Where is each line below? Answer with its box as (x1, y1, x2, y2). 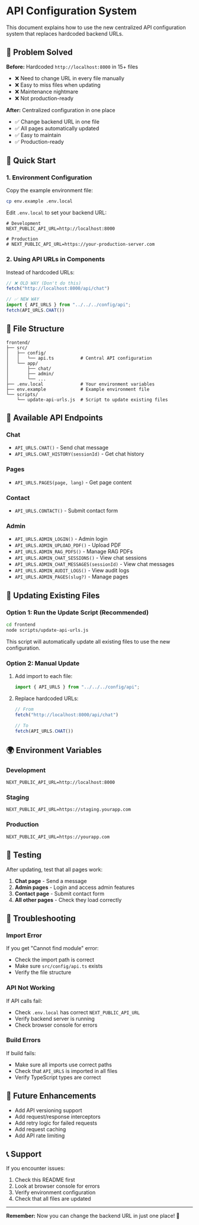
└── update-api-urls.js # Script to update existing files (17, 397, 168, 403)
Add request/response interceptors (14, 1113, 101, 1120)
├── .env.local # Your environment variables (6, 381, 155, 387)
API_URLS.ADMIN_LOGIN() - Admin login (14, 536, 108, 543)
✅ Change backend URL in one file (14, 118, 99, 125)
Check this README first (14, 1176, 75, 1183)
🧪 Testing (6, 850, 42, 860)
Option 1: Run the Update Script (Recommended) (6, 608, 149, 616)
